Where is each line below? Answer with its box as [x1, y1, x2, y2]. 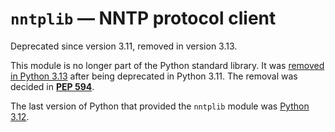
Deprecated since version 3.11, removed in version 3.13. [10, 40, 238, 52]
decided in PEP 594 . [10, 80, 95, 92]
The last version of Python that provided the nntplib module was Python [10, 100, 310, 112]
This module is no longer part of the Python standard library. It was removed [10, 59, 325, 71]
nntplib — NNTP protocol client [10, 7, 277, 30]
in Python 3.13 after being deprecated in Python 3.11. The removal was [10, 70, 298, 82]
